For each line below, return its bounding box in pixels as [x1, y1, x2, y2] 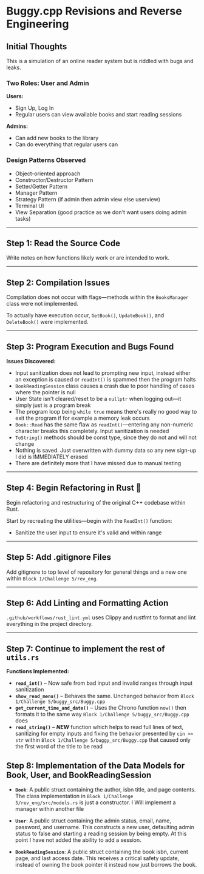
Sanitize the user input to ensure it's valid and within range [15, 529, 162, 536]
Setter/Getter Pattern [15, 183, 68, 190]
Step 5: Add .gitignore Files [6, 552, 111, 562]
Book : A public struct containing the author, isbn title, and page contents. [15, 786, 196, 793]
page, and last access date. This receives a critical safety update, [15, 855, 180, 862]
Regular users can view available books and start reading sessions [15, 111, 182, 118]
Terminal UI [15, 202, 44, 209]
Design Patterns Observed [6, 156, 86, 164]
